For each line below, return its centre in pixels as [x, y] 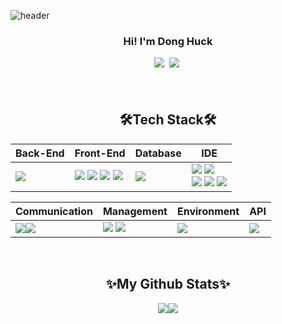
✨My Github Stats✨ [168, 284]
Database [158, 153]
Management [135, 211]
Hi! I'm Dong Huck [168, 41]
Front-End [100, 153]
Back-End [40, 153]
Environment [208, 211]
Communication [54, 211]
